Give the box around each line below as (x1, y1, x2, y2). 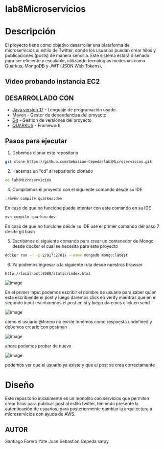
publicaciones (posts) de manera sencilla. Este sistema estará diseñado (5, 53, 150, 58)
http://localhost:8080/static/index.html (5, 271, 91, 276)
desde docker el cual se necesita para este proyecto (12, 243, 118, 249)
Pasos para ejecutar (5, 136, 68, 145)
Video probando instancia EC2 (5, 77, 100, 85)
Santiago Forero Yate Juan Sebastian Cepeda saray (5, 438, 109, 445)
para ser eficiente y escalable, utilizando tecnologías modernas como (5, 58, 145, 64)
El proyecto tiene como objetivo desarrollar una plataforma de (5, 42, 130, 48)
